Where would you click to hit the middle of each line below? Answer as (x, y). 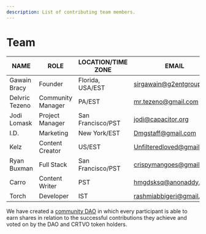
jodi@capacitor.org (161, 119)
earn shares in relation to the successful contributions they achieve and (97, 217)
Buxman (21, 168)
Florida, (89, 80)
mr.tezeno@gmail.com (166, 101)
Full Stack (53, 165)
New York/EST (99, 133)
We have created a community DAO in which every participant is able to (97, 211)
